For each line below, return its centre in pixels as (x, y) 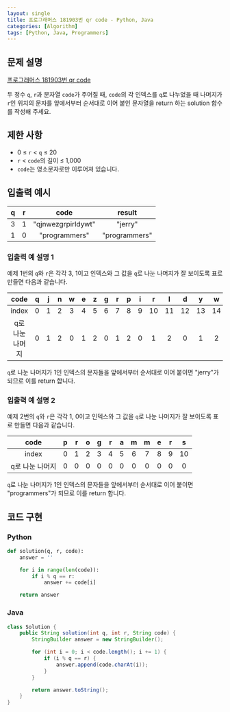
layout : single (29, 13)
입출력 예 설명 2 (31, 400)
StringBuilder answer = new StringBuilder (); (98, 640)
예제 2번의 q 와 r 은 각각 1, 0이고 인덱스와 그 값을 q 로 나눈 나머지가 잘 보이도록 (110, 416)
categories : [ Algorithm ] (42, 26)
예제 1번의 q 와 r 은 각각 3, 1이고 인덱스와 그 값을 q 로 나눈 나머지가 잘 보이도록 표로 (115, 273)
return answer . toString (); (70, 690)
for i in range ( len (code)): (59, 570)
